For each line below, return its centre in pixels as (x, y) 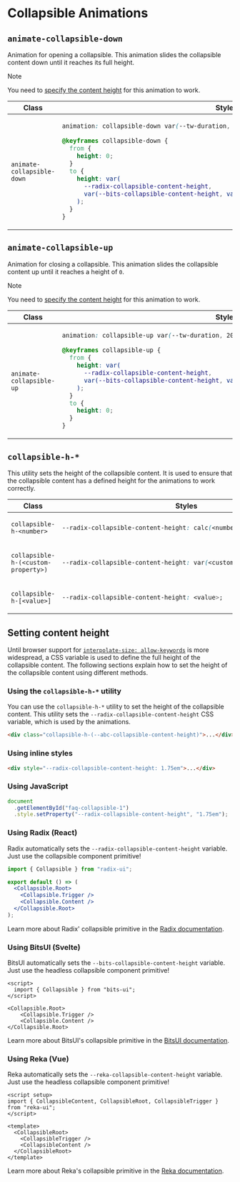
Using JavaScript (38, 786)
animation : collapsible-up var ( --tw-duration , (142, 335)
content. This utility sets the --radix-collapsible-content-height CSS (111, 714)
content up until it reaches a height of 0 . (66, 271)
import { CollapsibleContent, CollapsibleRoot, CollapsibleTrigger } (113, 1101)
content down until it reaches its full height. (71, 62)
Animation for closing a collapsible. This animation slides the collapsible (113, 264)
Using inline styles (40, 753)
